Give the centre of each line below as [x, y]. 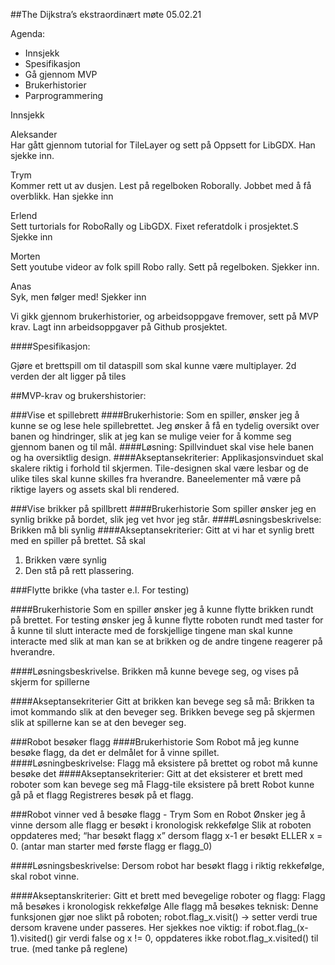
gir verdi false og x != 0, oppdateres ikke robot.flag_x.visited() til [187, 938]
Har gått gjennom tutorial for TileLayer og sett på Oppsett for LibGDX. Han [163, 145]
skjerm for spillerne [50, 682]
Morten [25, 256]
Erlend [24, 215]
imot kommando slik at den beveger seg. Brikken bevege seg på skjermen [162, 712]
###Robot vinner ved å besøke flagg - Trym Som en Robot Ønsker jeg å [158, 814]
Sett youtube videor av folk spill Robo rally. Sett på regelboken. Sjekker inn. [165, 267]
